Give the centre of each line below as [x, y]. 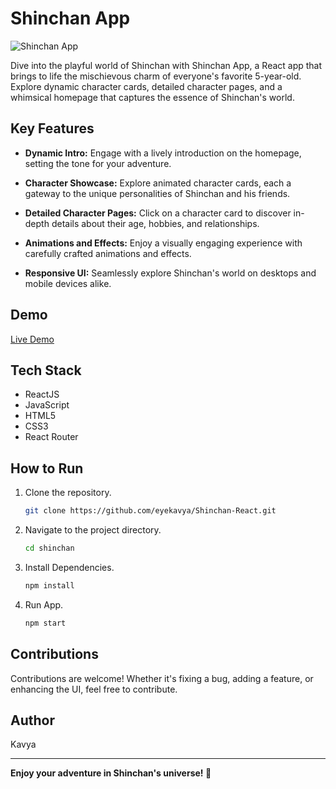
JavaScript [47, 405]
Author [32, 720]
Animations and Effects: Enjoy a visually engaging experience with [163, 243]
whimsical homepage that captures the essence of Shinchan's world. [152, 97]
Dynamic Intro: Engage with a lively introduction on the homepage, [163, 153]
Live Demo [32, 339]
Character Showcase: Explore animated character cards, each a [158, 183]
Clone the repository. [68, 493]
